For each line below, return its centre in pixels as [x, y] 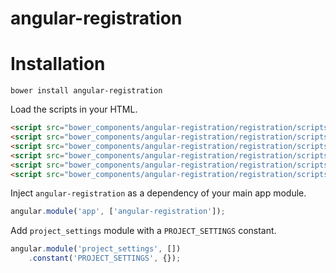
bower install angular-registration [86, 91]
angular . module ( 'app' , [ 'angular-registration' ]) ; [118, 212]
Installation [58, 64]
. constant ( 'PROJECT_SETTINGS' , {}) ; [105, 258]
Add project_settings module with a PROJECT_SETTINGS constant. [143, 231]
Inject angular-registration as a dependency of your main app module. [158, 193]
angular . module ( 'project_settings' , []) [96, 249]
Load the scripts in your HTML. [74, 109]
